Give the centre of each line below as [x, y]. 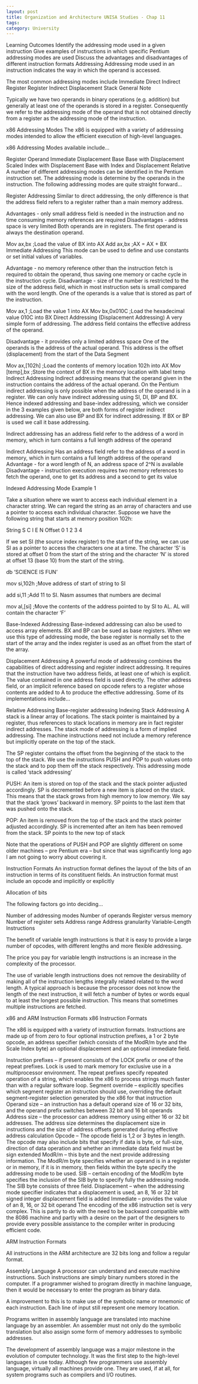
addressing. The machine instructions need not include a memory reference [99, 735]
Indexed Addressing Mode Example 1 [51, 488]
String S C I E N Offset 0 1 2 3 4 [44, 530]
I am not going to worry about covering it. [57, 857]
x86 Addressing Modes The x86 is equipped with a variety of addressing [95, 130]
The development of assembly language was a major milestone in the [91, 1350]
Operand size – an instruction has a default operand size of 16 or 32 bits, [95, 1104]
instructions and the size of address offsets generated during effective [92, 1130]
